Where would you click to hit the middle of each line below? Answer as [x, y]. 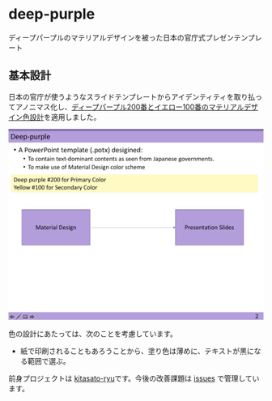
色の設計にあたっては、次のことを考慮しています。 [93, 334]
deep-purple [52, 14]
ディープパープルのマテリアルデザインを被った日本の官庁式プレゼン [121, 37]
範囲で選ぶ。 [49, 361]
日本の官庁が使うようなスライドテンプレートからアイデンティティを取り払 [132, 96]
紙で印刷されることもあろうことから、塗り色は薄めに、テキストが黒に [137, 351]
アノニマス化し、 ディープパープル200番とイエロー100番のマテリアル [130, 107]
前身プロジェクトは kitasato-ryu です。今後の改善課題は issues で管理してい [134, 378]
